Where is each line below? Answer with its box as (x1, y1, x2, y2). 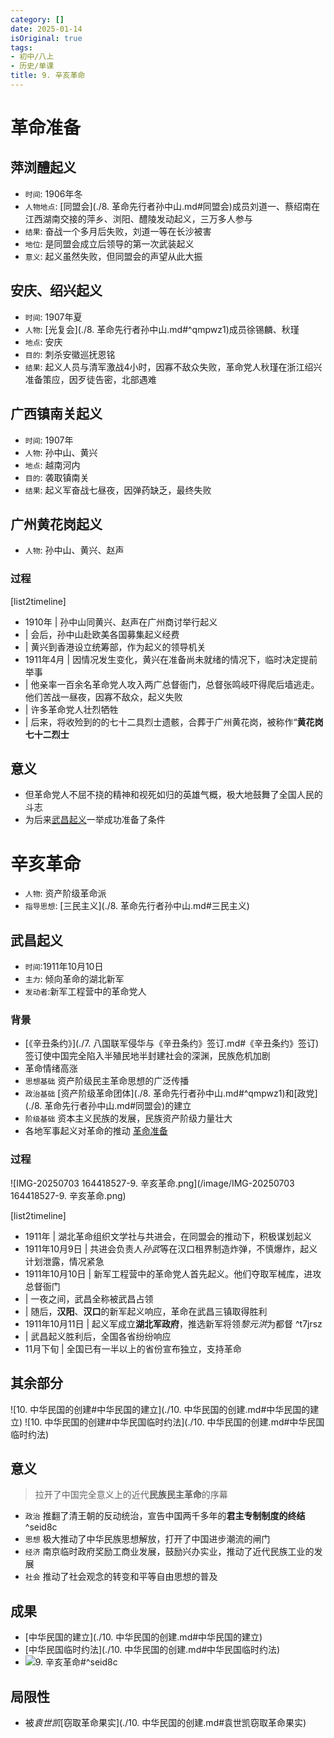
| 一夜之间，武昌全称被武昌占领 (24, 1292, 154, 1305)
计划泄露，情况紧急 (24, 1255, 105, 1267)
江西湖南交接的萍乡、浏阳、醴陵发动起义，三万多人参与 (24, 212, 253, 225)
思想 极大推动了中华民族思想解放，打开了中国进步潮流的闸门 (24, 1533, 271, 1545)
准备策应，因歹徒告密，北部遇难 (24, 373, 157, 385)
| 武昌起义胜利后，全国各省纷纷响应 (24, 1330, 172, 1342)
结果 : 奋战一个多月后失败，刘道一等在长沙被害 (24, 225, 212, 237)
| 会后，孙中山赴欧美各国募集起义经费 (24, 628, 180, 640)
